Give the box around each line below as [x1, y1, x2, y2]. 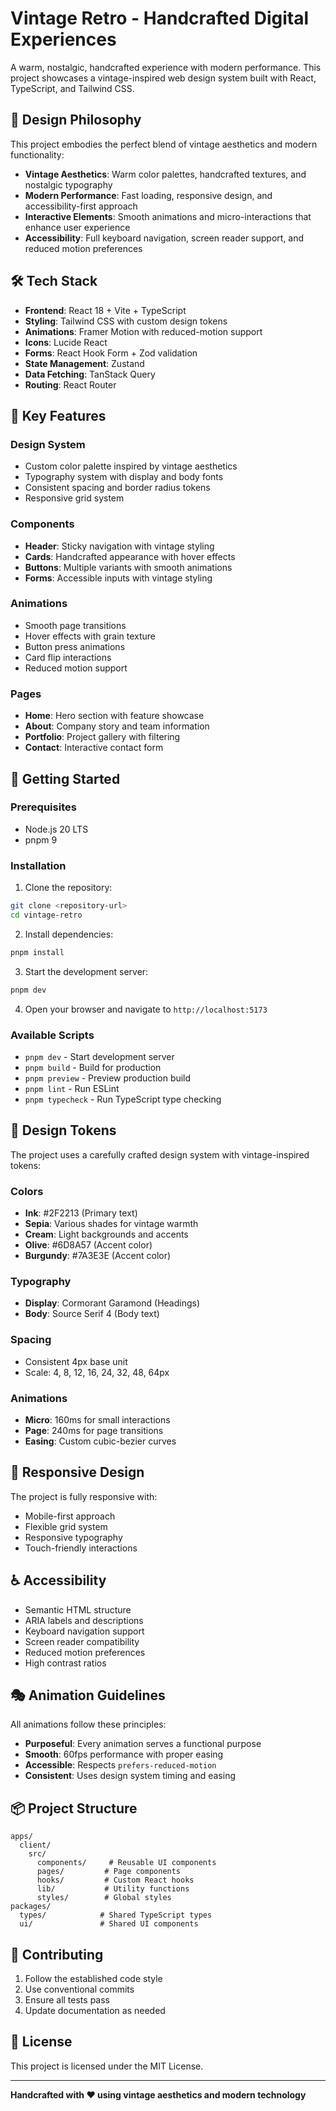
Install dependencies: [24, 928, 114, 940]
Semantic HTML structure [24, 1603, 132, 1616]
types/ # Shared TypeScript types [19, 1910, 213, 1921]
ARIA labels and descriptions [24, 1614, 144, 1626]
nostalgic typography [24, 178, 113, 191]
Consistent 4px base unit [24, 1355, 128, 1367]
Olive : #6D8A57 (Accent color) [24, 1239, 153, 1251]
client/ [19, 1840, 52, 1851]
